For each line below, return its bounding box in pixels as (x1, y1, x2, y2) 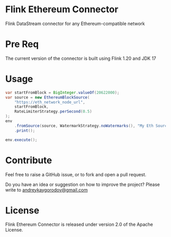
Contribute (5, 154, 52, 166)
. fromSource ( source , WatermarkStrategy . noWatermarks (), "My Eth (14, 123, 154, 128)
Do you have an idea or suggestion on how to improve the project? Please (5, 181, 160, 187)
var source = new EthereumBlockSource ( (5, 94, 90, 100)
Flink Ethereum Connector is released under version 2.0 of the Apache (5, 221, 153, 228)
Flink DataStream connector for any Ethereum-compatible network (5, 20, 145, 27)
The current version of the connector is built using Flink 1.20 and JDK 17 (5, 55, 156, 61)
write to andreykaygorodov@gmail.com (5, 186, 88, 193)
